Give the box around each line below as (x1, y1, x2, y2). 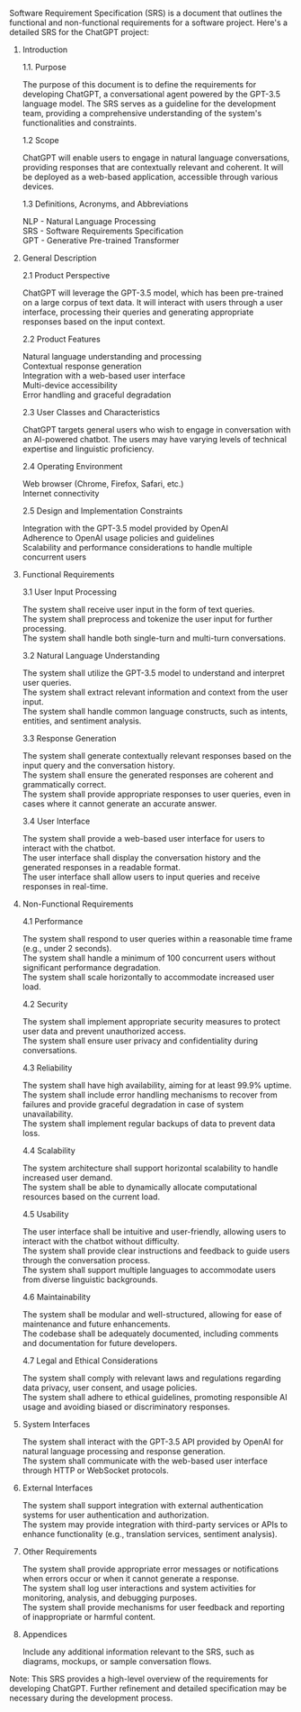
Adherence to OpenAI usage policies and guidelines (22, 533, 215, 543)
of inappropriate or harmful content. (22, 1612, 155, 1622)
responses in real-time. (22, 881, 109, 891)
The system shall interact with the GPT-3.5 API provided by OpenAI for (22, 1436, 284, 1447)
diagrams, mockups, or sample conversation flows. (22, 1656, 212, 1666)
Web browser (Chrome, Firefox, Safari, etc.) (22, 478, 184, 489)
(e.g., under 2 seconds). (22, 943, 112, 953)
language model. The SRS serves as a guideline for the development (22, 98, 277, 109)
